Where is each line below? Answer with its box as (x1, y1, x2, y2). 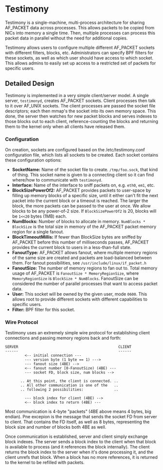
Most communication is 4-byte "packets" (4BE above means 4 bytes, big (5, 409, 152, 414)
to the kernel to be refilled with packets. (5, 460, 85, 466)
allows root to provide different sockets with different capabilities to (12, 296, 147, 302)
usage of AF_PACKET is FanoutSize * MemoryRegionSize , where (12, 270, 139, 276)
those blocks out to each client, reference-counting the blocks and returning (5, 118, 159, 124)
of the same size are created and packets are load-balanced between (12, 255, 152, 261)
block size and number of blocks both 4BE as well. (5, 424, 107, 430)
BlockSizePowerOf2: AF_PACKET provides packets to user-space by (12, 187, 151, 193)
